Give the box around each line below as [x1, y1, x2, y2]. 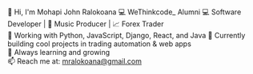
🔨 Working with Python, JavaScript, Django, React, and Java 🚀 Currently [7, 31, 246, 40]
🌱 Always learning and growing [7, 48, 110, 56]
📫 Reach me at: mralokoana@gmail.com [7, 56, 142, 66]
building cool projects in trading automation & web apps [7, 39, 191, 49]
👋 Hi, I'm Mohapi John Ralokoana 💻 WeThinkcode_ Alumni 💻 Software [7, 7, 242, 17]
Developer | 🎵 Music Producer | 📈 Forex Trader [7, 19, 164, 29]
